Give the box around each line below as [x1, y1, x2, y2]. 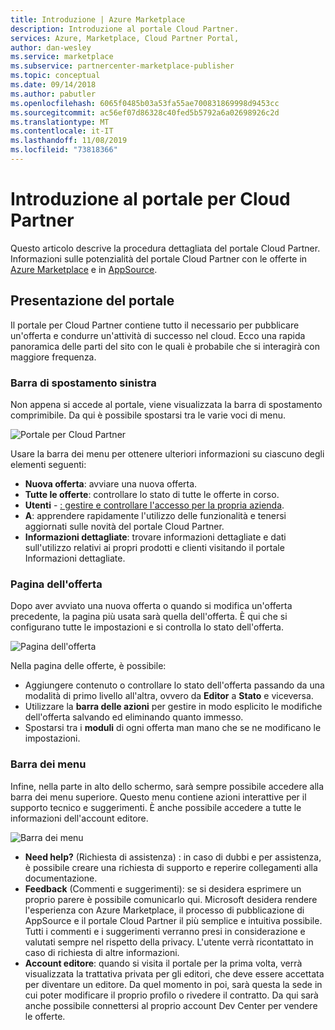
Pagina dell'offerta [10, 577, 103, 591]
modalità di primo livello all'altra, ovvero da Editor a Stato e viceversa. [24, 690, 314, 702]
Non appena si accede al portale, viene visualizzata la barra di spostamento [10, 398, 323, 410]
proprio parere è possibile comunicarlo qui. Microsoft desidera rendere [24, 893, 318, 905]
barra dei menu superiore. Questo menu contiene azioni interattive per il [10, 791, 307, 803]
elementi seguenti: [10, 458, 87, 470]
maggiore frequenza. [10, 351, 97, 363]
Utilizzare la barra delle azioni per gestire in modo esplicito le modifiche [24, 701, 323, 713]
